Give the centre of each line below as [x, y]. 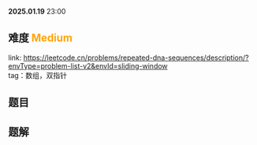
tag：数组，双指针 [38, 75]
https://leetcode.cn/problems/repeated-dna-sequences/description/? [136, 58]
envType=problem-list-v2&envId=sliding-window [88, 65]
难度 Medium [41, 38]
